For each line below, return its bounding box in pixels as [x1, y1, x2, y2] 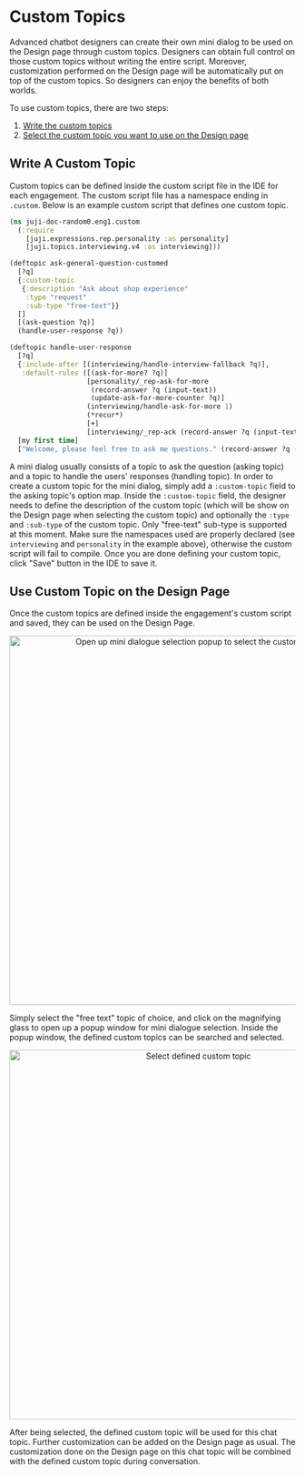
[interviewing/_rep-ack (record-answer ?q [86, 427, 250, 437]
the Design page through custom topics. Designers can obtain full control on [9, 45, 296, 56]
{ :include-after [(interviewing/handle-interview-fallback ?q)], [17, 359, 271, 369]
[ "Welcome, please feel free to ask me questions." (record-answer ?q [17, 444, 290, 454]
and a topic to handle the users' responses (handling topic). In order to [9, 470, 274, 481]
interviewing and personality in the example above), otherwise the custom [9, 538, 292, 549]
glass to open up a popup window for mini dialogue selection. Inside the [9, 1022, 279, 1033]
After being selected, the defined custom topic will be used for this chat [9, 1427, 278, 1438]
